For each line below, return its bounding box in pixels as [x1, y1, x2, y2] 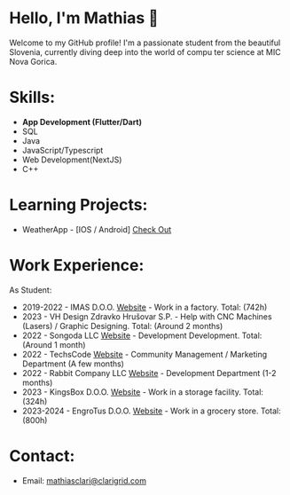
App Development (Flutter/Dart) [21, 116, 143, 127]
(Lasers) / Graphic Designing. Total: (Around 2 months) [21, 320, 223, 331]
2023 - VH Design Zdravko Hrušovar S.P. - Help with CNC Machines [21, 310, 272, 322]
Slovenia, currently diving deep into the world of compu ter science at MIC [9, 46, 281, 57]
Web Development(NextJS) [21, 154, 122, 165]
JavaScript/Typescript [21, 145, 104, 155]
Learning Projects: [9, 195, 148, 216]
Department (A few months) [21, 358, 124, 369]
